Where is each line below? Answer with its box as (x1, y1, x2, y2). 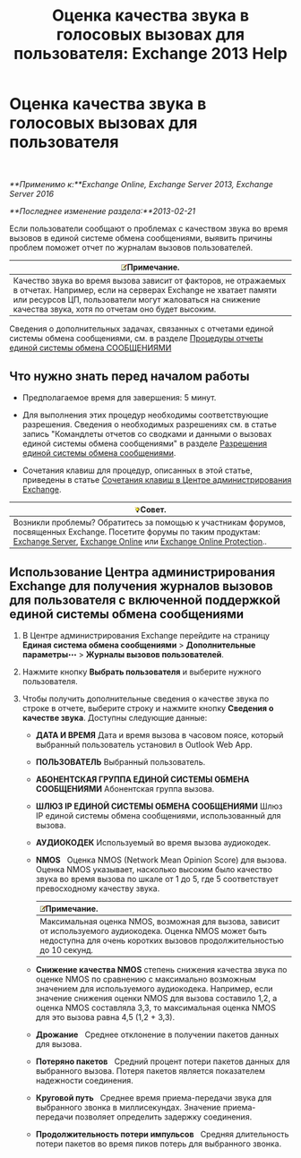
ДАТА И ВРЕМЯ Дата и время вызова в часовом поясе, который (35, 730, 284, 741)
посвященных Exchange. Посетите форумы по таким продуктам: (13, 526, 261, 537)
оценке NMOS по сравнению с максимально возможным (35, 974, 257, 985)
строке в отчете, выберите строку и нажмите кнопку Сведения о (21, 703, 274, 714)
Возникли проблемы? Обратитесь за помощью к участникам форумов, (13, 517, 286, 528)
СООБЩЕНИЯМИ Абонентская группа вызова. (35, 784, 215, 794)
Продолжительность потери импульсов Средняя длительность (35, 1129, 289, 1140)
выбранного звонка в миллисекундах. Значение (35, 1102, 221, 1113)
